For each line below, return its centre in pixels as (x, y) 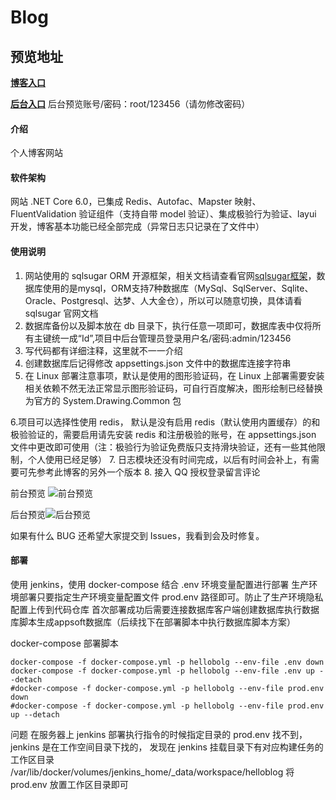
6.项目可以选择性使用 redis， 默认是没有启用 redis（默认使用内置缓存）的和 (165, 422)
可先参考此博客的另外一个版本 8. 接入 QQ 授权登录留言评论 (139, 472)
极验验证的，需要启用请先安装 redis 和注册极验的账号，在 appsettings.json (163, 434)
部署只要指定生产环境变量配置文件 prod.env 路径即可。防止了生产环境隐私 (171, 597)
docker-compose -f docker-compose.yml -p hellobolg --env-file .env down (167, 662)
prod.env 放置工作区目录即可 (69, 784)
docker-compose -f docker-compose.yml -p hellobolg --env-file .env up (162, 671)
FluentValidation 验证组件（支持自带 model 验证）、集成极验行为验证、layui (163, 214)
